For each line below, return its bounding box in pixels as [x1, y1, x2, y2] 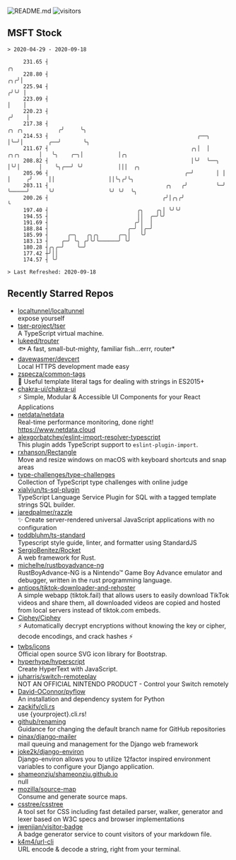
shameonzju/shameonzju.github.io [17, 770, 118, 778]
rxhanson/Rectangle [17, 447, 77, 456]
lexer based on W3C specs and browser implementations [17, 815, 185, 823]
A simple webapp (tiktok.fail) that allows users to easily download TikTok [17, 591, 230, 599]
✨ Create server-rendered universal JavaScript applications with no [17, 515, 215, 524]
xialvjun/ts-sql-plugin [17, 485, 80, 494]
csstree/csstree [17, 799, 64, 808]
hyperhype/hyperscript [17, 657, 85, 666]
